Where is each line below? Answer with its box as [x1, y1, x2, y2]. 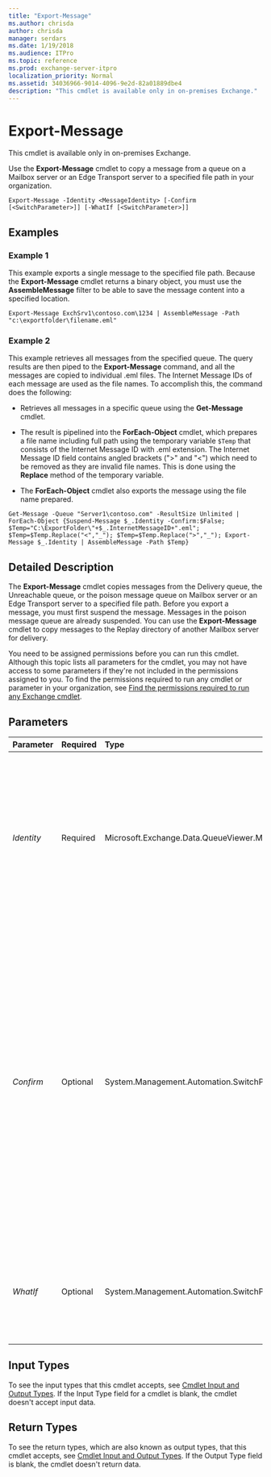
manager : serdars [8, 34, 67, 43]
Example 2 [8, 335, 51, 346]
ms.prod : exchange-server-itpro [8, 65, 117, 73]
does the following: [8, 388, 73, 398]
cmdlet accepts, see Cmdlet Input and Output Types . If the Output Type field [8, 1450, 263, 1460]
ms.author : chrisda [8, 19, 74, 27]
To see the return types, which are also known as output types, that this [8, 1442, 248, 1452]
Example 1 [8, 249, 49, 261]
